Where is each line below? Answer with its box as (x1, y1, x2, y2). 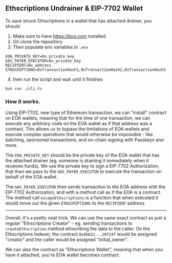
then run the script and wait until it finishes (12, 76, 103, 82)
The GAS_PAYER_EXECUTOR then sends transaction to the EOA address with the (5, 184, 166, 190)
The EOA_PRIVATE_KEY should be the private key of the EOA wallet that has (5, 152, 160, 158)
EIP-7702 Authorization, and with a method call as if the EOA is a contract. (5, 189, 162, 195)
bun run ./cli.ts (5, 86, 42, 91)
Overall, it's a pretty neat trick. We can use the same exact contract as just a (5, 215, 166, 221)
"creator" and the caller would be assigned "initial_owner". (5, 236, 128, 243)
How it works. (5, 98, 40, 105)
